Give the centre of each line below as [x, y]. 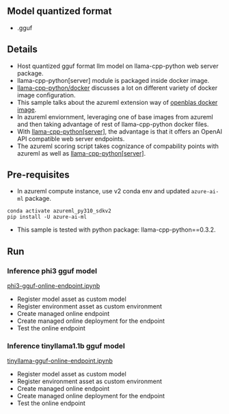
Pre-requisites [38, 175]
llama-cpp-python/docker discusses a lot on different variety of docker [117, 88]
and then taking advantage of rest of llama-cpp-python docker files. [113, 124]
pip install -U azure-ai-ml [47, 217]
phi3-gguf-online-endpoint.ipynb [54, 286]
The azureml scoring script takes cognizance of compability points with [118, 146]
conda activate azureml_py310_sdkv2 [59, 211]
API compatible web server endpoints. [71, 138]
